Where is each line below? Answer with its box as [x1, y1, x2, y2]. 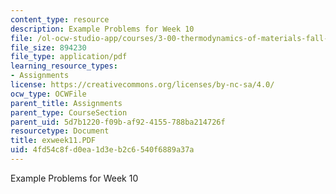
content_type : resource [10, 14, 110, 25]
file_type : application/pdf [10, 52, 128, 62]
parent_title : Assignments [10, 98, 123, 108]
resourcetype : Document [10, 126, 110, 136]
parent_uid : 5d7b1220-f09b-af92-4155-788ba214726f [10, 117, 226, 127]
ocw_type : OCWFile [10, 89, 87, 99]
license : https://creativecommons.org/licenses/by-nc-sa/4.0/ [10, 80, 275, 90]
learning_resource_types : [10, 61, 118, 71]
